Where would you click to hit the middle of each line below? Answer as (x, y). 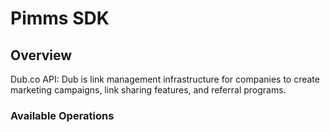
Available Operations (62, 115)
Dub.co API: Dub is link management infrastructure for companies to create (165, 79)
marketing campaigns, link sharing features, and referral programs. (148, 90)
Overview (41, 55)
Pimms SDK (60, 18)
